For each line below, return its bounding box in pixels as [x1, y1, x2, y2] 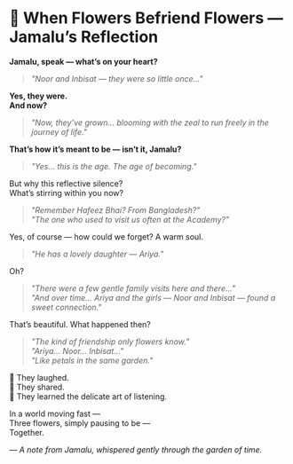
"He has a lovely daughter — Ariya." [30, 248, 164, 259]
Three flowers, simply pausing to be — [9, 417, 151, 429]
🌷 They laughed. [9, 372, 69, 382]
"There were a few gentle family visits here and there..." [30, 283, 235, 294]
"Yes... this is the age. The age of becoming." [30, 161, 197, 171]
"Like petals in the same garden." [30, 355, 154, 366]
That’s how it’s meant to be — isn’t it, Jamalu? [9, 144, 182, 154]
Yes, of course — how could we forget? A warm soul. [9, 231, 204, 242]
